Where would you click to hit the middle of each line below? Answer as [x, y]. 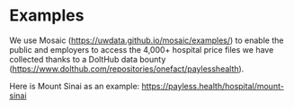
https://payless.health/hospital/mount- [213, 86]
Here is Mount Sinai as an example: [75, 86]
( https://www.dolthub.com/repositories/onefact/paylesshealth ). [127, 69]
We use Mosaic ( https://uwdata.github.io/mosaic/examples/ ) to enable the [147, 40]
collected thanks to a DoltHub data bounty [88, 59]
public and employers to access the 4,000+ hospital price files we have [142, 49]
